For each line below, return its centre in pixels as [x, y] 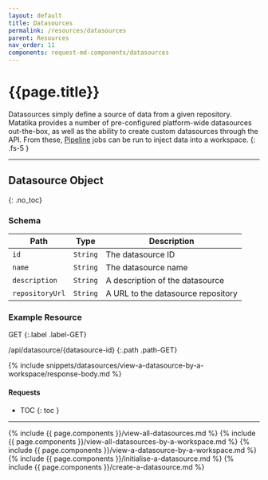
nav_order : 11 [32, 45]
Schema [25, 220]
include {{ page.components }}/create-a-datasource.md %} [106, 466]
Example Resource [45, 317]
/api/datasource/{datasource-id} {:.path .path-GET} [93, 350]
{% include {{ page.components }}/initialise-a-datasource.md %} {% [121, 458]
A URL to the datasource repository [171, 293]
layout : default [35, 16]
